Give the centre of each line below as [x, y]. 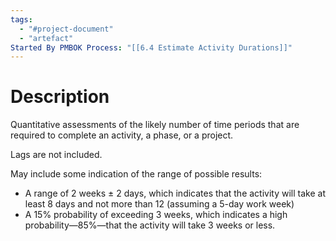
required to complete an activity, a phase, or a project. [122, 135]
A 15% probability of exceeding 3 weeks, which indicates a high [156, 215]
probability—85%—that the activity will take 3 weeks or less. [150, 225]
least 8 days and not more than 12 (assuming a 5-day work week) [159, 204]
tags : [21, 19]
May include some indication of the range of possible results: [136, 174]
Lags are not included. [56, 155]
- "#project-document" [66, 29]
